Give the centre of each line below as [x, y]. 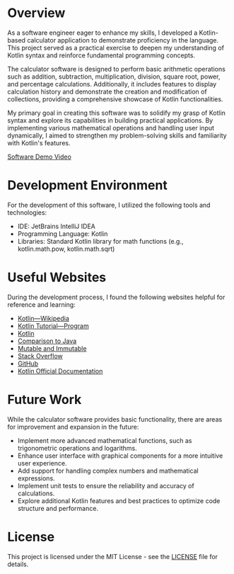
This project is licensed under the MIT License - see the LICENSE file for [112, 556]
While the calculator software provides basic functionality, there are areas [115, 419]
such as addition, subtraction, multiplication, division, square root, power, [114, 77]
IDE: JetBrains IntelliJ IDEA [56, 226]
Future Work [45, 400]
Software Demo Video [40, 157]
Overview [36, 13]
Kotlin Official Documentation [60, 371]
